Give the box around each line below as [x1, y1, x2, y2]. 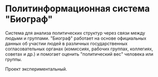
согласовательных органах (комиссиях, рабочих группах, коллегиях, [5, 46, 154, 52]
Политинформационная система [5, 3, 150, 14]
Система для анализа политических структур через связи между [5, 30, 146, 36]
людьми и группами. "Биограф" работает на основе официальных [5, 35, 147, 41]
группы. [5, 56, 22, 62]
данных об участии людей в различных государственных [5, 40, 128, 46]
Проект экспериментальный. [5, 66, 67, 72]
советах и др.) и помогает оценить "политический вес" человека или [5, 51, 154, 57]
